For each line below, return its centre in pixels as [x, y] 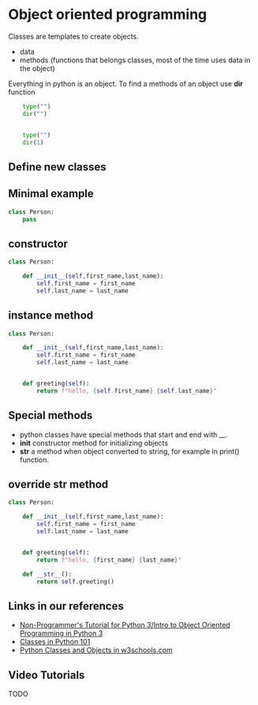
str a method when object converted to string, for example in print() [129, 451]
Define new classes [57, 167]
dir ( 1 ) [33, 142]
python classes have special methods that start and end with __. [123, 435]
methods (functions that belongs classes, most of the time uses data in [135, 60]
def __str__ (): [47, 574]
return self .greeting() [75, 581]
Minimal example [51, 194]
